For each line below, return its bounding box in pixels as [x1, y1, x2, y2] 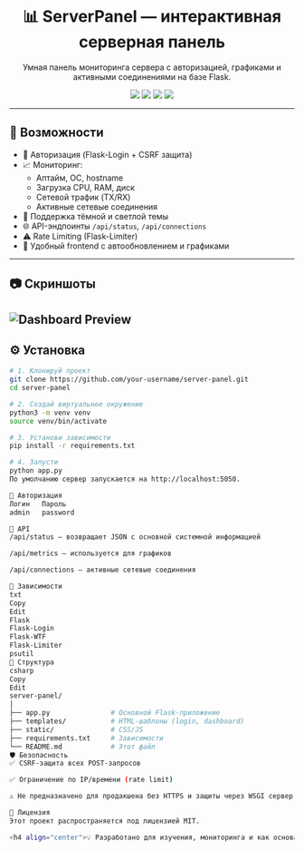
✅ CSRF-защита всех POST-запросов [9, 758, 141, 768]
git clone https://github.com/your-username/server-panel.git [9, 375, 249, 385]
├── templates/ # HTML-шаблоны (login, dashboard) [9, 717, 245, 726]
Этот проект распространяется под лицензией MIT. [9, 817, 201, 826]
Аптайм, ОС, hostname [35, 172, 124, 183]
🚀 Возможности [9, 125, 104, 141]
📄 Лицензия [9, 808, 51, 817]
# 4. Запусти [9, 458, 59, 467]
